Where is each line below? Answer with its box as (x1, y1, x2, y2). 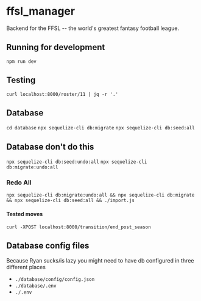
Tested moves (6, 211, 43, 218)
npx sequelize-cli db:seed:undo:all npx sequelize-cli (6, 159, 147, 165)
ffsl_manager (6, 4, 75, 18)
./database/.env (15, 283, 57, 289)
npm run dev (6, 58, 37, 65)
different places (6, 263, 46, 270)
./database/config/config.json (15, 276, 95, 282)
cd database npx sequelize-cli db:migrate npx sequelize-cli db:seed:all (6, 125, 195, 131)
